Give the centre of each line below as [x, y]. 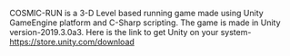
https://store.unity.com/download [72, 42]
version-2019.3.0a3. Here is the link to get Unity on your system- [130, 32]
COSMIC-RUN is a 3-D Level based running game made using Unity [136, 13]
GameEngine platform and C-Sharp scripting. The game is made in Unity [145, 23]
